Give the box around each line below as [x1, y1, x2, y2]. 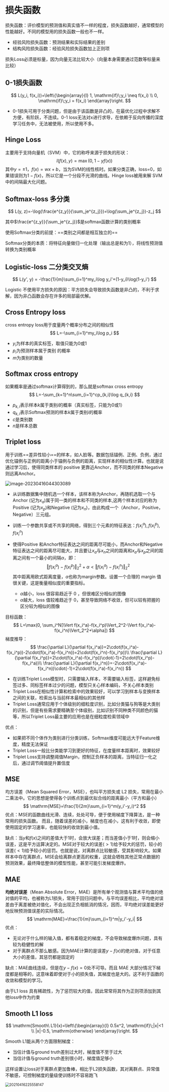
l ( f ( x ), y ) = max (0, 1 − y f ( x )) [56, 157, 113, 163]
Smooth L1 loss [5, 1009, 53, 1018]
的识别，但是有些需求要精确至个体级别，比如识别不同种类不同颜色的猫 [12, 707, 158, 713]
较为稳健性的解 [12, 942, 44, 948]
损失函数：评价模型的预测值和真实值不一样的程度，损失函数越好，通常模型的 [5, 22, 164, 28]
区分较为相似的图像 [20, 603, 60, 609]
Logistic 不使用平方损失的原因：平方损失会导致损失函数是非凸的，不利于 [5, 287, 155, 293]
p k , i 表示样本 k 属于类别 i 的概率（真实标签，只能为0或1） [12, 402, 125, 409]
